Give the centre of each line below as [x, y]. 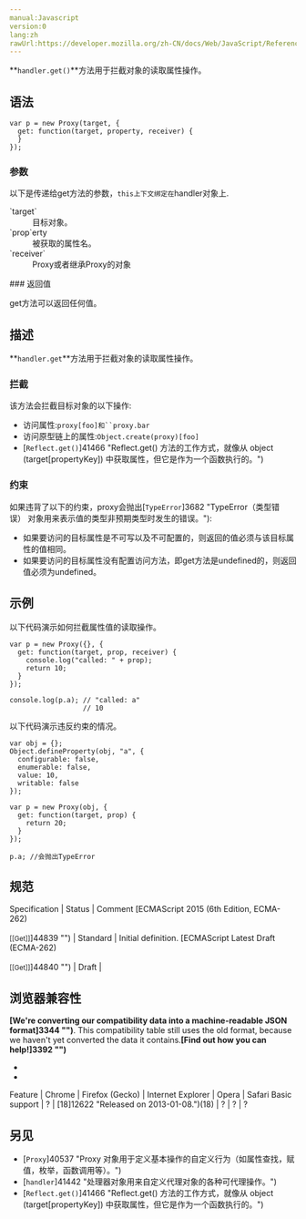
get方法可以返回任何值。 [56, 303]
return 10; [46, 668]
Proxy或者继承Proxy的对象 [82, 264]
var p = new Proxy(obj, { [58, 807]
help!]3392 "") [38, 1050]
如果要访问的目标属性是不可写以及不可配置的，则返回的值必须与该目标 [154, 538]
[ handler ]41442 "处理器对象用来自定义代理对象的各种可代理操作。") [150, 1182]
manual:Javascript [44, 18]
